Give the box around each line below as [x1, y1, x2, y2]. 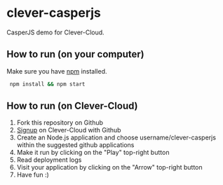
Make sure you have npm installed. [6, 67, 107, 75]
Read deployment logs [16, 156, 82, 164]
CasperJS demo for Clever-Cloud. [6, 28, 104, 36]
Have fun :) [16, 170, 50, 179]
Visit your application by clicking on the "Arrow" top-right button [16, 163, 203, 172]
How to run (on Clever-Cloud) [6, 100, 138, 112]
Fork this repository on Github [16, 118, 103, 127]
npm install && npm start [9, 81, 86, 88]
